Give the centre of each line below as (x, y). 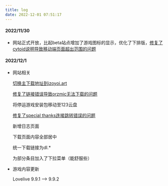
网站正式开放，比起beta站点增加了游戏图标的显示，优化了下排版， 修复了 (88, 42)
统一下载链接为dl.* (32, 147)
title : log (17, 10)
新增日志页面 (26, 126)
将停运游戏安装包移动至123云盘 (45, 104)
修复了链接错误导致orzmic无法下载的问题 (55, 94)
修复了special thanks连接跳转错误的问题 (54, 115)
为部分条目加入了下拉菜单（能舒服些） (52, 158)
